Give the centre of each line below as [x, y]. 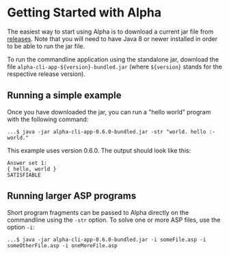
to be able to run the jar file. [46, 46]
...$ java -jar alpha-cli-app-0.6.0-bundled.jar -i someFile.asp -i [107, 240]
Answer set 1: [27, 163]
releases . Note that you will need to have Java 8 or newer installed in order [112, 38]
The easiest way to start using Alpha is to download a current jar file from [110, 31]
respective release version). [46, 74]
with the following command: [48, 119]
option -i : [21, 227]
